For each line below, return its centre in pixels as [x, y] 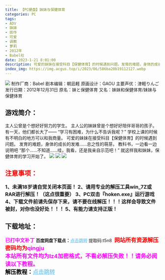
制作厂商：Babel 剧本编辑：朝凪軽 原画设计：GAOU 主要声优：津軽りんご [85, 84]
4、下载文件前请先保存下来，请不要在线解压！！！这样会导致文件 [81, 201]
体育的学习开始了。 [28, 156]
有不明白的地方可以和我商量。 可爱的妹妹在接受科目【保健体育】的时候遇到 [81, 138]
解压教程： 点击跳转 [30, 272]
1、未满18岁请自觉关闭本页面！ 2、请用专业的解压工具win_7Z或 [79, 187]
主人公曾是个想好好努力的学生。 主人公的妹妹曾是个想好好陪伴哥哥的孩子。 [81, 125]
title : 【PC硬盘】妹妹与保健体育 [35, 10]
